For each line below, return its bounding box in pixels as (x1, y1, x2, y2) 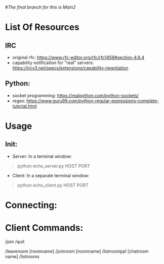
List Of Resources (5, 22, 80, 33)
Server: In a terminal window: (12, 153, 72, 159)
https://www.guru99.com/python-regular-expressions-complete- (26, 98, 159, 104)
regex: (12, 98, 26, 104)
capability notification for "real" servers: (12, 60, 94, 66)
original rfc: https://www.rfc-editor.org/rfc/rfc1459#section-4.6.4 (12, 55, 145, 60)
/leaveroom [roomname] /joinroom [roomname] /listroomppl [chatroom (5, 248, 149, 254)
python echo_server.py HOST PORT (17, 163, 90, 169)
